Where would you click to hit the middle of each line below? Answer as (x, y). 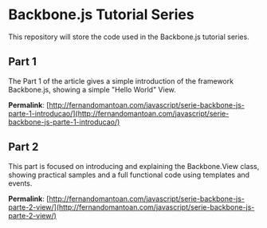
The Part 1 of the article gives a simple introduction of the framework (121, 81)
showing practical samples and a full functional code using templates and (129, 175)
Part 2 (24, 147)
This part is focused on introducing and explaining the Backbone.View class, (134, 166)
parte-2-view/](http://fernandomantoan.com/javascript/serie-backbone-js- (132, 207)
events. (20, 183)
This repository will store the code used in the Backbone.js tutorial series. (129, 37)
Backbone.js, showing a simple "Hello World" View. (92, 89)
